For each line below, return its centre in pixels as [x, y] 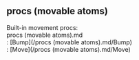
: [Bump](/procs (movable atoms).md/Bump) [69, 42]
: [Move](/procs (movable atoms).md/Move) [69, 49]
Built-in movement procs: [42, 27]
